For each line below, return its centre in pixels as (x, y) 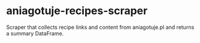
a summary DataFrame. (35, 33)
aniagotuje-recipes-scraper (77, 11)
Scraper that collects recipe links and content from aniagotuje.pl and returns (100, 27)
